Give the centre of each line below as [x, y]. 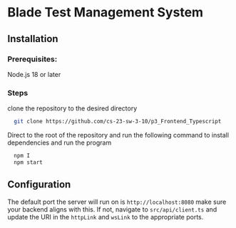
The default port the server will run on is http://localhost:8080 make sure [117, 202]
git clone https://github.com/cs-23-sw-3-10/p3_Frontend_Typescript [118, 122]
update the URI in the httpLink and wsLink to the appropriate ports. [106, 217]
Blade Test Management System [106, 12]
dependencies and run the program [60, 142]
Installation [33, 39]
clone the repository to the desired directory [72, 108]
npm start [28, 162]
